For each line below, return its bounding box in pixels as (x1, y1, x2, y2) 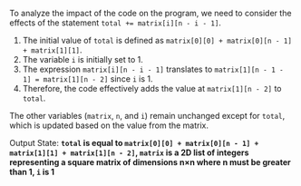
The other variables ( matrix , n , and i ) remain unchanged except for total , (9, 111, 286, 121)
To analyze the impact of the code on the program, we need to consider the (9, 8, 292, 18)
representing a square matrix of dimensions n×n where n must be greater (9, 157, 292, 167)
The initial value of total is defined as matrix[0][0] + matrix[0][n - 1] (22, 35, 293, 45)
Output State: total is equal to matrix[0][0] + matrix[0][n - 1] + (9, 138, 259, 148)
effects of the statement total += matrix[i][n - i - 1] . (9, 17, 222, 28)
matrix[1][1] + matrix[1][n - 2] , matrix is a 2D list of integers (9, 147, 249, 158)
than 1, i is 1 (9, 167, 55, 177)
